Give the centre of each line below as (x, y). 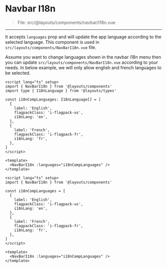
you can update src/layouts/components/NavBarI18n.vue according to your (82, 62)
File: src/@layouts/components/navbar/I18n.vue (66, 22)
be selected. (18, 73)
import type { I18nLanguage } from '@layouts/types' (61, 91)
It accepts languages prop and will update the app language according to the (83, 37)
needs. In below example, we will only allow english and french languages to (83, 67)
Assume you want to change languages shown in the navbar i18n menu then (83, 57)
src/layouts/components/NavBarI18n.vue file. (51, 47)
